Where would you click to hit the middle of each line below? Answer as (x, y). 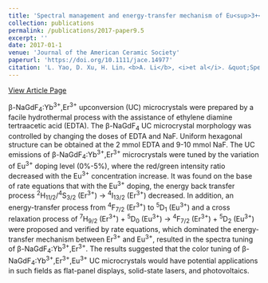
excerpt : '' (28, 38)
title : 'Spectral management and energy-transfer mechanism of (116, 16)
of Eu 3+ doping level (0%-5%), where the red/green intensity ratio (117, 166)
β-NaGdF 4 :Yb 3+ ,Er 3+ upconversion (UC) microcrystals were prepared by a (131, 107)
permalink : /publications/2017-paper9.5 (77, 30)
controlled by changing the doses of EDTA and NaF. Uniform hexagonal (126, 136)
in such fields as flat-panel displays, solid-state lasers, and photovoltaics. (129, 271)
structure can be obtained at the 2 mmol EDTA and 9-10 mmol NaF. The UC (132, 145)
